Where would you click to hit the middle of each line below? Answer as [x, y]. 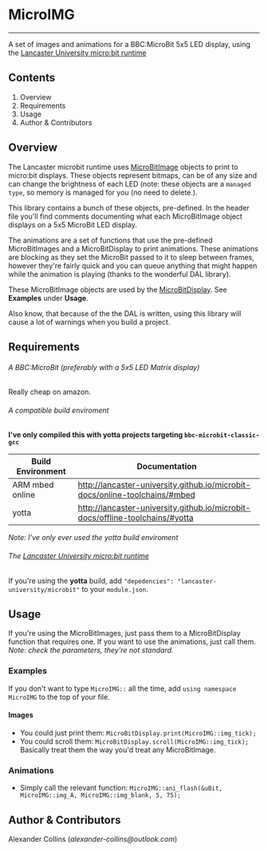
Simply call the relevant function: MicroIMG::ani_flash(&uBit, [121, 788]
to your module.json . [115, 589]
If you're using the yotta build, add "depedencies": [91, 581]
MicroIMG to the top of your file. [59, 696]
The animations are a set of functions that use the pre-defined [110, 240]
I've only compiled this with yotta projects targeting [96, 435]
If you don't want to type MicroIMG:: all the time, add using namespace [122, 688]
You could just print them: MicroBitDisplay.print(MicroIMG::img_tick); [138, 732]
